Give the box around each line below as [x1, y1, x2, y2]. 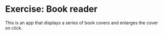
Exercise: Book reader [5, 3, 98, 15]
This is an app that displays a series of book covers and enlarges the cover [5, 20, 159, 26]
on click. [5, 25, 23, 31]
